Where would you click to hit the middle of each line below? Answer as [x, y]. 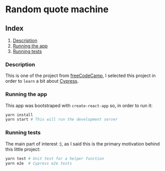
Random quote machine [57, 9]
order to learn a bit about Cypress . [42, 81]
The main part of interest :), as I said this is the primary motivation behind [82, 143]
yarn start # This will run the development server [61, 119]
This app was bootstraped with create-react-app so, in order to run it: [79, 105]
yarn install [19, 115]
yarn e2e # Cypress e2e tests [39, 163]
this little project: [23, 149]
